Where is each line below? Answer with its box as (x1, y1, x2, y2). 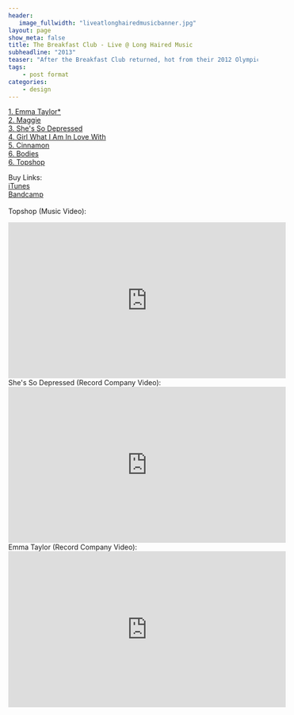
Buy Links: (8, 173, 42, 182)
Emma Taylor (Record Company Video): (8, 542, 137, 552)
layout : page (8, 26, 52, 34)
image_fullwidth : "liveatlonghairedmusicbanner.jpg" (18, 19, 197, 27)
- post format (22, 71, 69, 78)
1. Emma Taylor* (8, 107, 62, 117)
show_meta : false (8, 33, 66, 42)
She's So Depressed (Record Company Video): (8, 378, 162, 388)
